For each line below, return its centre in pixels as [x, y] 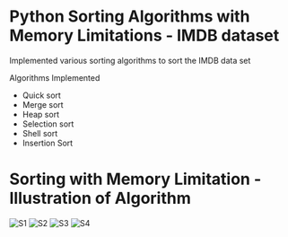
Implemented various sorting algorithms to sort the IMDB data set [130, 60]
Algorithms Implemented [55, 77]
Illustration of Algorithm [100, 198]
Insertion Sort [48, 143]
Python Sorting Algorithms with [130, 17]
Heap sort [41, 114]
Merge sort [43, 104]
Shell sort [40, 133]
